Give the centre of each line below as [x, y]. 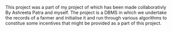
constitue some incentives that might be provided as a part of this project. [83, 23]
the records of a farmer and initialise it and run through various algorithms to [86, 18]
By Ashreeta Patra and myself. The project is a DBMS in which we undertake [86, 12]
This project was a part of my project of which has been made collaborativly [86, 7]
